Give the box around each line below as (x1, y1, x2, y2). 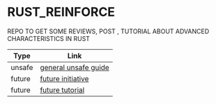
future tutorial (40, 85, 85, 94)
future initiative (40, 73, 89, 83)
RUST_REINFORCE (7, 4, 116, 20)
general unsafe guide (40, 62, 109, 72)
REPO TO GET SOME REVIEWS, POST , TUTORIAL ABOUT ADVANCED (7, 27, 210, 35)
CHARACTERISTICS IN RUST (7, 34, 91, 42)
